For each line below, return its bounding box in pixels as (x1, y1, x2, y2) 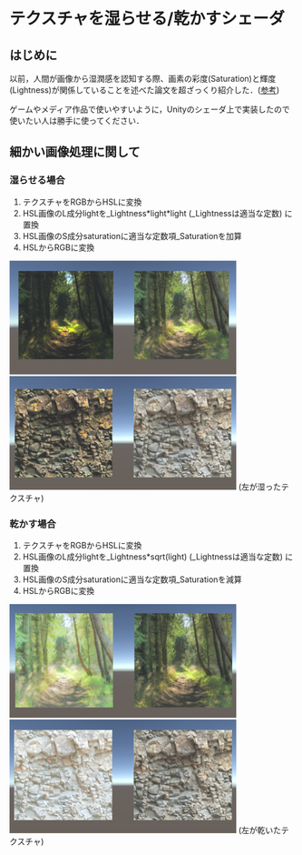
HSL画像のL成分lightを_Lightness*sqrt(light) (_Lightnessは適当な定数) (22, 551, 284, 562)
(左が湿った (238, 481, 282, 492)
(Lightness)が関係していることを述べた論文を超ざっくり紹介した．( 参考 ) (9, 85, 279, 96)
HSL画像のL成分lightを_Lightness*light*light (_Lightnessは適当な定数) (22, 207, 283, 218)
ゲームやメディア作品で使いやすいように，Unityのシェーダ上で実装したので (9, 104, 290, 115)
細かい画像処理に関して (9, 145, 141, 160)
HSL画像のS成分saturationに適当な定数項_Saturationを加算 (22, 230, 242, 241)
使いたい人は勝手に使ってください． (9, 116, 144, 126)
